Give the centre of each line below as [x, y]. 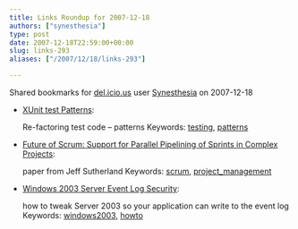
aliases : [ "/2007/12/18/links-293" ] [77, 59]
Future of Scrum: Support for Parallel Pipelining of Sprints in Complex [150, 144]
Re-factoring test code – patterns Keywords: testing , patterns [135, 127]
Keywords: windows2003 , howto [82, 215]
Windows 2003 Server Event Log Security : [101, 188]
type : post [30, 34]
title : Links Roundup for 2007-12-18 [80, 17]
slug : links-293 [39, 51]
